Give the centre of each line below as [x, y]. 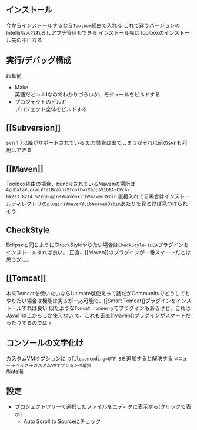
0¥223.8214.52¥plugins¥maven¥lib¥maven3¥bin [61, 197]
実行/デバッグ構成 [39, 60]
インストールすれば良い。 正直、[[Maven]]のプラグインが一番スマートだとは [98, 252]
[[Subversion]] [34, 128]
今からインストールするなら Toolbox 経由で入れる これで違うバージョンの [93, 25]
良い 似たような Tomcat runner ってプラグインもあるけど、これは [114, 308]
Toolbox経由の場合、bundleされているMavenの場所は [71, 184]
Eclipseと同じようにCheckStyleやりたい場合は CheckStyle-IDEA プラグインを [98, 245]
